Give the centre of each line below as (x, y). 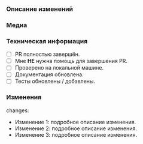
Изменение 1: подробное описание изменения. (75, 122)
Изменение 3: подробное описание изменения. (76, 134)
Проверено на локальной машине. (59, 68)
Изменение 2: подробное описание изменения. (76, 128)
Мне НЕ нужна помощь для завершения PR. (71, 61)
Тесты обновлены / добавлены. (55, 81)
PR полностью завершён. (47, 54)
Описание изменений (40, 9)
